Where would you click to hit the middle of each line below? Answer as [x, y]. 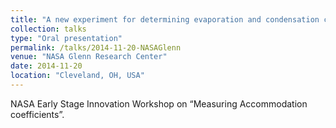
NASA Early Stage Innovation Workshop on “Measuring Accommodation [159, 103]
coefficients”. [37, 114]
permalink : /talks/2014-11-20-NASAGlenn [96, 47]
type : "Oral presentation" [66, 38]
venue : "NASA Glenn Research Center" [89, 57]
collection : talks [48, 29]
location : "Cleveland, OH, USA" [77, 76]
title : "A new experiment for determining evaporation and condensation [165, 19]
